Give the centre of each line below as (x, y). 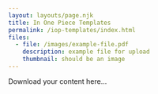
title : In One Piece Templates (60, 23)
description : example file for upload (86, 52)
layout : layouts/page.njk (51, 15)
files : (19, 37)
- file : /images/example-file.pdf (72, 45)
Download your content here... (58, 81)
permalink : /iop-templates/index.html (72, 30)
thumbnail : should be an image (74, 60)
